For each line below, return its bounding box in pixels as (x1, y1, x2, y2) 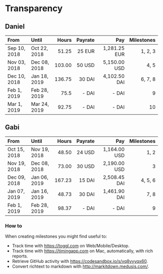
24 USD (77, 149, 95, 155)
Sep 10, (7, 45, 26, 51)
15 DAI (79, 177, 95, 184)
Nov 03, (7, 59, 26, 66)
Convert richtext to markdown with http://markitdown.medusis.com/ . (12, 263, 149, 270)
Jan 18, (31, 73, 49, 79)
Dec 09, (7, 173, 26, 180)
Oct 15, (7, 146, 25, 153)
